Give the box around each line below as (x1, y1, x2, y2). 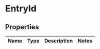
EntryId (5, 3, 37, 14)
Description (44, 38, 73, 44)
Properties (5, 23, 39, 31)
